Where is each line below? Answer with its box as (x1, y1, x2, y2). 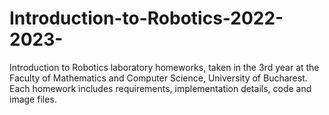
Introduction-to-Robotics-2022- (9, 7, 284, 30)
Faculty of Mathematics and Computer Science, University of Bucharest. (9, 72, 308, 84)
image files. (9, 93, 57, 105)
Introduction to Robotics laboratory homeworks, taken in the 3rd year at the (9, 61, 320, 73)
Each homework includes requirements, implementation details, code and (9, 82, 312, 94)
